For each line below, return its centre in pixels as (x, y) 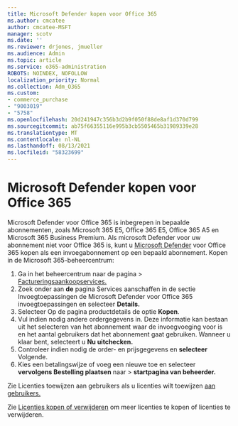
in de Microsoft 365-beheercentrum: (61, 260)
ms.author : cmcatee (36, 21)
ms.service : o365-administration (57, 67)
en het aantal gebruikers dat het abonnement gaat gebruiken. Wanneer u (124, 334)
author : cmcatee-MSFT (39, 27)
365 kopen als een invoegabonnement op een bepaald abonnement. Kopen (118, 252)
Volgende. (33, 356)
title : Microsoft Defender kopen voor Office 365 (82, 14)
